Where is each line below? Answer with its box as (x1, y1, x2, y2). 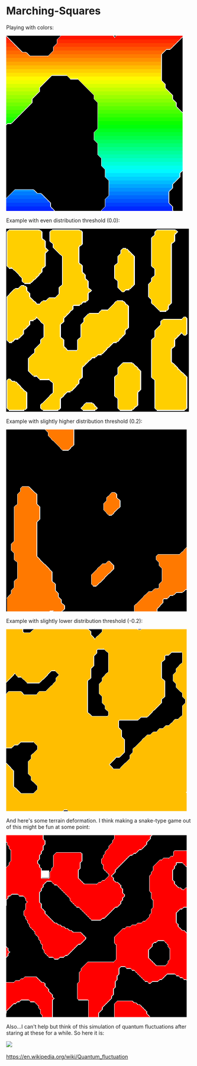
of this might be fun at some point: (6, 823, 91, 830)
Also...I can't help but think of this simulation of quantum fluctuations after (6, 1023, 187, 1030)
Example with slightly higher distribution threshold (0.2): (6, 417, 143, 425)
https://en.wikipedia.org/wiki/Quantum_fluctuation (6, 1053, 128, 1060)
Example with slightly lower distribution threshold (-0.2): (6, 617, 143, 624)
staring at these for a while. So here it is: (6, 1029, 105, 1036)
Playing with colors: (6, 24, 54, 31)
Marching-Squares (6, 4, 101, 18)
